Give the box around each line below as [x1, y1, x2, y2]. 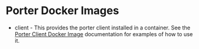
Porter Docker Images [6, 4, 119, 18]
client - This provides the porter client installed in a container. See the [14, 24, 190, 31]
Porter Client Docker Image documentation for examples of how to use [14, 30, 193, 37]
